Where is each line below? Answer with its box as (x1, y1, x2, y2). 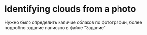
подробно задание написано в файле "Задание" (4, 24, 106, 30)
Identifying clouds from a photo (4, 3, 136, 15)
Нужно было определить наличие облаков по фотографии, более (4, 19, 142, 25)
